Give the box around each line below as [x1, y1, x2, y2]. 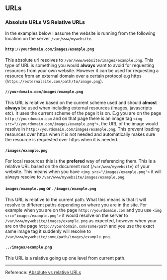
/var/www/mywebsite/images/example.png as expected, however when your [5, 217, 157, 223]
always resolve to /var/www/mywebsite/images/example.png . [5, 174, 126, 180]
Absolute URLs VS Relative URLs [5, 19, 85, 26]
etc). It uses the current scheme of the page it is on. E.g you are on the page [5, 110, 162, 116]
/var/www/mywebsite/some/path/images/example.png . [5, 233, 111, 239]
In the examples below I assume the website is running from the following [5, 30, 156, 36]
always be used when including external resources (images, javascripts [5, 105, 153, 111]
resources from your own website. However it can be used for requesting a [5, 67, 159, 74]
